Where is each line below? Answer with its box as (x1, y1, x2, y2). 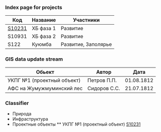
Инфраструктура (12, 116, 49, 122)
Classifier (5, 99, 29, 106)
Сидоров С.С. (87, 85, 120, 92)
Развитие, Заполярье (60, 41, 112, 48)
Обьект (36, 68, 54, 75)
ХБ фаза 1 (32, 25, 56, 32)
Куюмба (32, 41, 52, 48)
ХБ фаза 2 (32, 33, 56, 40)
